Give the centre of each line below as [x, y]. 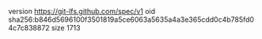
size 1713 [66, 28]
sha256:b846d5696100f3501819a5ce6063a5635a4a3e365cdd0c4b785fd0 [131, 19]
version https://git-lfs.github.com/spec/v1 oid [82, 11]
